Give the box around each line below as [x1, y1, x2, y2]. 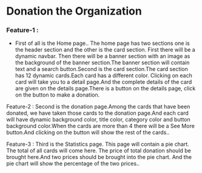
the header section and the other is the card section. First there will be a [15, 46, 195, 53]
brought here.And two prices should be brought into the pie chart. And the [6, 154, 192, 161]
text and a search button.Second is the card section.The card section [15, 66, 188, 73]
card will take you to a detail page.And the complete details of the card [15, 78, 192, 86]
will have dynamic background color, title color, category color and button [6, 116, 191, 123]
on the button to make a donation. [15, 91, 100, 98]
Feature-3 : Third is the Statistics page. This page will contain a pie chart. [6, 141, 189, 148]
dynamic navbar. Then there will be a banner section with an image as [15, 53, 190, 60]
